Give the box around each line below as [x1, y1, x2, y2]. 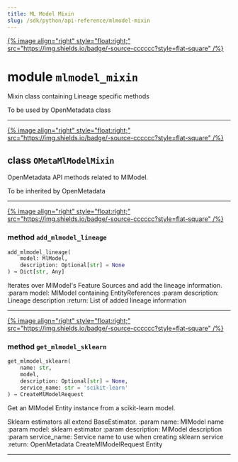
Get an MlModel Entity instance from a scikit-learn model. [7, 403, 176, 412]
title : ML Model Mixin [7, 10, 74, 18]
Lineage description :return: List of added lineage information [7, 296, 186, 305]
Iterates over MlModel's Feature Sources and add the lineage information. [7, 281, 223, 290]
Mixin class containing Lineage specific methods [7, 92, 150, 101]
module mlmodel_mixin [7, 69, 138, 85]
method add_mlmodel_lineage [7, 232, 108, 242]
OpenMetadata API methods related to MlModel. [7, 173, 149, 181]
